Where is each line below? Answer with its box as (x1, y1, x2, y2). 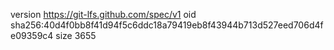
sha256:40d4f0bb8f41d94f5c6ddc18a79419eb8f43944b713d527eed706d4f (10, 19, 324, 31)
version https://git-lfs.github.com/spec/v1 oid (10, 9, 197, 20)
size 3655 (55, 30, 97, 41)
